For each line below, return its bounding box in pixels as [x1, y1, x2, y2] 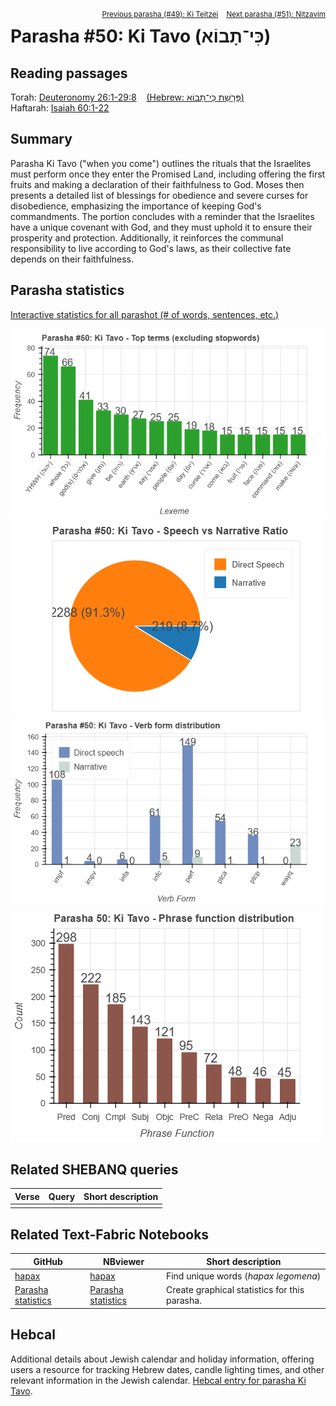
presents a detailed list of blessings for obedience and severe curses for [10, 189, 309, 201]
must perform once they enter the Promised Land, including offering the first [10, 168, 326, 180]
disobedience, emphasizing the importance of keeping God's [10, 200, 262, 212]
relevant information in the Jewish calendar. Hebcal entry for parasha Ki [10, 1374, 307, 1386]
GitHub [33, 1255, 63, 1267]
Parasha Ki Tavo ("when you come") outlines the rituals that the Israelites [10, 157, 312, 169]
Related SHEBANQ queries [10, 1161, 179, 1178]
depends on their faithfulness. [10, 253, 135, 265]
